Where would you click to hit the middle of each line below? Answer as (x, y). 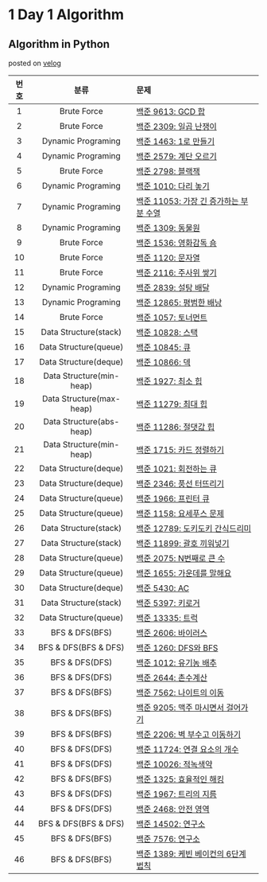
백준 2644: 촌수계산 (172, 678)
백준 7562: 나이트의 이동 (180, 693)
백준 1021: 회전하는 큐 (176, 469)
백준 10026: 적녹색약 (174, 764)
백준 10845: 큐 (163, 347)
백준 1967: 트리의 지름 (176, 794)
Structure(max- (91, 398)
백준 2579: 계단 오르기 (176, 156)
